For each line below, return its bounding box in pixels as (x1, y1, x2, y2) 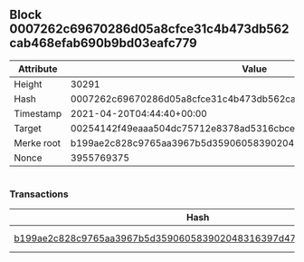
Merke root (14, 136, 62, 149)
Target (14, 121, 43, 134)
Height (14, 77, 43, 90)
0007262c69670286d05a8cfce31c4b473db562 (9, 22, 290, 37)
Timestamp (14, 107, 62, 120)
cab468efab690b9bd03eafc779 (9, 35, 197, 51)
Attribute (17, 63, 58, 75)
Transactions (9, 188, 70, 200)
